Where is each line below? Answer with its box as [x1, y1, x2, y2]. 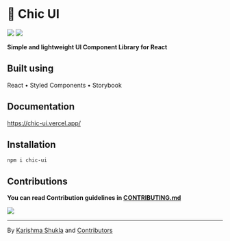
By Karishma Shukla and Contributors [7, 226, 113, 235]
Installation [7, 138, 56, 150]
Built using [7, 63, 54, 75]
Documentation [7, 101, 75, 112]
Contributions [7, 175, 68, 187]
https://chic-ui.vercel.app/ [7, 119, 81, 127]
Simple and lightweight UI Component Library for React [7, 42, 168, 51]
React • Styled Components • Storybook [7, 81, 122, 89]
